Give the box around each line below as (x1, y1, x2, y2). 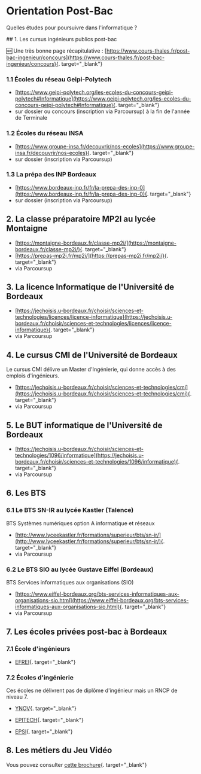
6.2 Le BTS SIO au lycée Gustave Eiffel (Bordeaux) (6, 565, 154, 574)
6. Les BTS (6, 488, 46, 498)
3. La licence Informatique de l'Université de (6, 282, 175, 292)
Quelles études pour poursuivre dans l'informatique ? (6, 24, 138, 31)
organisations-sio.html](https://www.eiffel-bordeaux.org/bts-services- (14, 597, 189, 604)
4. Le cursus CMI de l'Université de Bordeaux (6, 350, 178, 360)
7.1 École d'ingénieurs (6, 645, 71, 653)
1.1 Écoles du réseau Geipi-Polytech (6, 75, 112, 83)
